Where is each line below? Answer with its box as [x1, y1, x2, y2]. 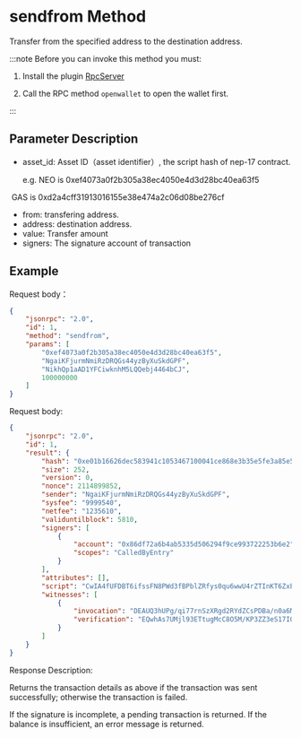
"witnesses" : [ [41, 590, 99, 599]
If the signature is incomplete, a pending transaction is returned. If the [9, 708, 267, 719]
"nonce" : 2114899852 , [41, 482, 123, 491]
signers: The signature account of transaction [21, 238, 191, 248]
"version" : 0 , [41, 473, 94, 482]
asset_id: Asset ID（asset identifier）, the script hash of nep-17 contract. [21, 156, 291, 167]
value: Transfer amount [21, 228, 109, 239]
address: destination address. [21, 218, 133, 230]
